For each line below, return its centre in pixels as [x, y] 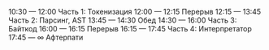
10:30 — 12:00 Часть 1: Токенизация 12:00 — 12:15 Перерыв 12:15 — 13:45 [135, 12]
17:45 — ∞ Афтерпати [46, 37]
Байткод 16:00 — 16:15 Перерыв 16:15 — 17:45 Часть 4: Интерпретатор [130, 29]
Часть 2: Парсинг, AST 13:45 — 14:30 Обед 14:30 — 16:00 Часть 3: [123, 20]
